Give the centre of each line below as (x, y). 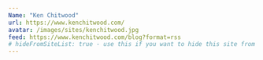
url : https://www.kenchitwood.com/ (67, 23)
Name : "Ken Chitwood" (44, 15)
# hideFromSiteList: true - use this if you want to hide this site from (132, 44)
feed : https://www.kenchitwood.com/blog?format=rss (94, 37)
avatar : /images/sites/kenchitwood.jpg (74, 30)
